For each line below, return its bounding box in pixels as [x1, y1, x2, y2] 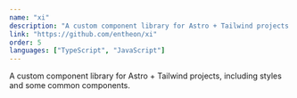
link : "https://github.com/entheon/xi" [9, 29, 158, 38]
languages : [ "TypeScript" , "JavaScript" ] [9, 46, 166, 55]
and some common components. [9, 80, 131, 91]
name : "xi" [9, 12, 50, 22]
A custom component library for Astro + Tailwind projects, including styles [9, 70, 283, 81]
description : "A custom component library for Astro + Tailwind [9, 21, 253, 30]
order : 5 [9, 37, 42, 47]
